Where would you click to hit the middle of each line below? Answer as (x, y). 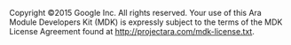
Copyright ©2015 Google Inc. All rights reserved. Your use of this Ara (135, 13)
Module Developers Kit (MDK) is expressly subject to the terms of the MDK (146, 22)
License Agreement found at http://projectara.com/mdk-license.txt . (132, 31)
